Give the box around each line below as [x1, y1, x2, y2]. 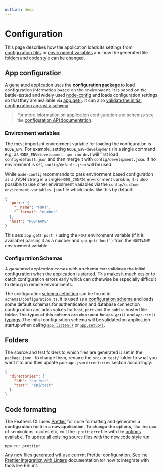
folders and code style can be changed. [5, 55, 85, 61]
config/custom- [109, 182, 140, 187]
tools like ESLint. [5, 462, 38, 468]
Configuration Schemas [5, 255, 63, 262]
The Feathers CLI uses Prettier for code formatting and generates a [5, 418, 141, 424]
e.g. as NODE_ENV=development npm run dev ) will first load [5, 151, 118, 157]
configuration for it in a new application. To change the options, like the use [5, 424, 157, 429]
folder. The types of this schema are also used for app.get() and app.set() [5, 312, 156, 318]
